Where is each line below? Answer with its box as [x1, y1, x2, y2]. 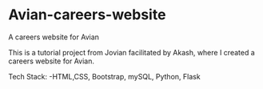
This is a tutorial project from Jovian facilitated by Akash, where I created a [8, 47, 256, 57]
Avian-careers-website [8, 6, 166, 24]
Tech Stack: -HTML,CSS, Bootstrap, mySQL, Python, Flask [8, 71, 201, 81]
